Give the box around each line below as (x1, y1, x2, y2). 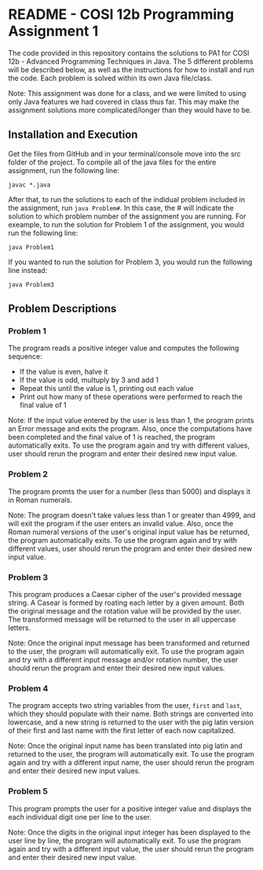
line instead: (8, 265, 48, 275)
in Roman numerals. (8, 495, 73, 504)
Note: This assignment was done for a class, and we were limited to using (8, 88, 247, 98)
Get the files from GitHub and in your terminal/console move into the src (8, 149, 241, 158)
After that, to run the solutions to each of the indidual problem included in (8, 194, 246, 204)
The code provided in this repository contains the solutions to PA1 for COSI (8, 48, 250, 57)
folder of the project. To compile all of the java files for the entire (8, 157, 217, 167)
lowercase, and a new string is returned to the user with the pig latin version (8, 717, 254, 727)
